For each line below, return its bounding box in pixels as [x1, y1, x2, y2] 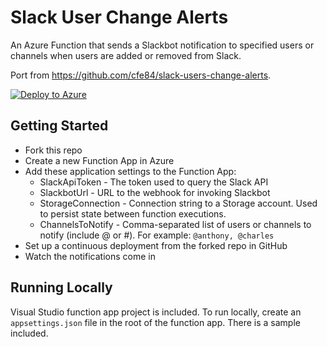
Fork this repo [24, 144, 83, 156]
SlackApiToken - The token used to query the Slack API [39, 176, 269, 188]
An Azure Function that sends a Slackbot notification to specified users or [10, 39, 315, 51]
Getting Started [10, 117, 109, 135]
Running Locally [10, 279, 113, 296]
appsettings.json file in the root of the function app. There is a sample [10, 316, 301, 328]
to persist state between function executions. [39, 207, 227, 220]
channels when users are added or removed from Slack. [10, 49, 242, 61]
